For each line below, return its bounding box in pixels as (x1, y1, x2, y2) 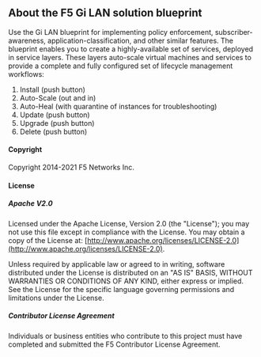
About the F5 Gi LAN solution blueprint (8, 6, 202, 20)
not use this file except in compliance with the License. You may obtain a (8, 227, 245, 237)
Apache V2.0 (8, 199, 53, 208)
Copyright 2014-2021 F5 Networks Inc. (8, 162, 134, 173)
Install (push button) (19, 85, 85, 94)
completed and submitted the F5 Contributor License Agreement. (8, 340, 221, 349)
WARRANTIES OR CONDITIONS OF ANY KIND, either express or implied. (8, 276, 244, 286)
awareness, (8, 36, 46, 45)
